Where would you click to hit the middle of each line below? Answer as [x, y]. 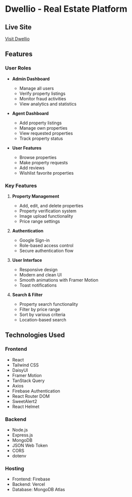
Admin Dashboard [31, 79]
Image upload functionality [46, 216]
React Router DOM [31, 396]
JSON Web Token [30, 445]
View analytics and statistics [48, 104]
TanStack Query [28, 381]
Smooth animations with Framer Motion [59, 280]
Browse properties [38, 157]
